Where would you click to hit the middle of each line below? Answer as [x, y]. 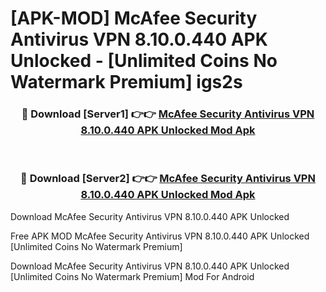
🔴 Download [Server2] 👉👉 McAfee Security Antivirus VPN [168, 179]
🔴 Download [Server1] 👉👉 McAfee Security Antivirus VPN [168, 114]
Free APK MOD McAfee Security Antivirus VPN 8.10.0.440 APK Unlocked [160, 236]
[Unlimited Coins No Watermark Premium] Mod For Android [132, 276]
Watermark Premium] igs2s [126, 82]
